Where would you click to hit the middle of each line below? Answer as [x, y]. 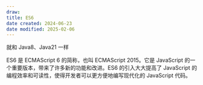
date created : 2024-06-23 [39, 23]
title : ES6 [20, 18]
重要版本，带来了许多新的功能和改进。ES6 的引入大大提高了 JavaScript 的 [104, 68]
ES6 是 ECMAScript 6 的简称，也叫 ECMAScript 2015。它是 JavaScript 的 [98, 60]
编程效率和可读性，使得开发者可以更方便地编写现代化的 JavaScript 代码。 [99, 76]
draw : [13, 12]
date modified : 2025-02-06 [41, 29]
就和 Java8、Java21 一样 [37, 47]
